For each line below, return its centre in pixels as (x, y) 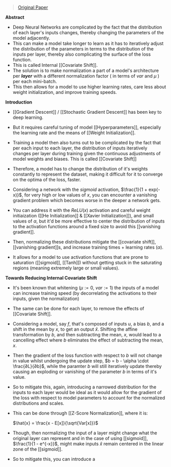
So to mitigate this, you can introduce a (54, 459)
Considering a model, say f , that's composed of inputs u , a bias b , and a (88, 324)
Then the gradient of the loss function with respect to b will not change (87, 355)
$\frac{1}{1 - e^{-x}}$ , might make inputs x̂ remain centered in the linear (88, 444)
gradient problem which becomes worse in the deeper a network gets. (87, 200)
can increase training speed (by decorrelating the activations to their (85, 293)
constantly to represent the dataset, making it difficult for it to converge (88, 174)
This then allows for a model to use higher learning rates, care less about (89, 87)
